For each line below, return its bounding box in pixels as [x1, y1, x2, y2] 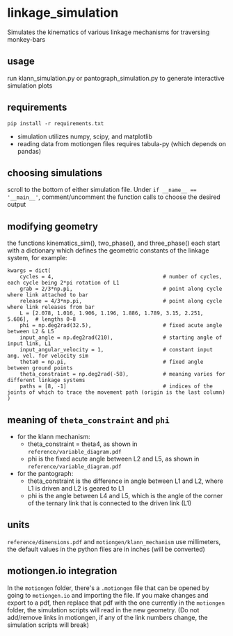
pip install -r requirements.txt [7, 120, 104, 127]
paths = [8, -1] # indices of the [19, 383, 214, 390]
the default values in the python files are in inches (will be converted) [7, 545, 205, 553]
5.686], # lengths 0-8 [7, 316, 77, 323]
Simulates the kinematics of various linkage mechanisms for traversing [7, 28, 210, 36]
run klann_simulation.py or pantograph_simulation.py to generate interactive [7, 74, 225, 82]
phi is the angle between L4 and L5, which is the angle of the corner [27, 492, 223, 500]
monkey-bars [7, 35, 46, 43]
